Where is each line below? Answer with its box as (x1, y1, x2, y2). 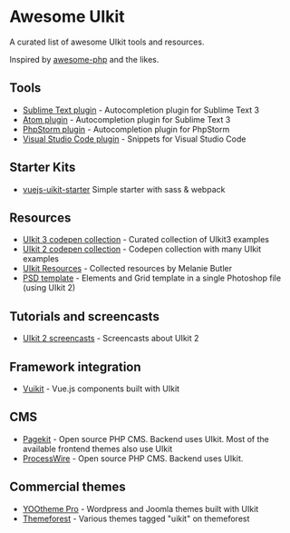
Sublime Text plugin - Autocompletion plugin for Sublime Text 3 (22, 104, 260, 115)
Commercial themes (9, 479, 126, 495)
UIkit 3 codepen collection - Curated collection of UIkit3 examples (22, 234, 270, 245)
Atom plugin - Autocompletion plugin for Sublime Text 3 (22, 114, 231, 124)
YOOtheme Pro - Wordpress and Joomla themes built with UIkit (22, 503, 259, 514)
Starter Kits (9, 160, 76, 175)
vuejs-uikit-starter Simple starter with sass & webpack (22, 183, 226, 194)
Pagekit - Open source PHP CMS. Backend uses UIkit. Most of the (22, 433, 270, 444)
